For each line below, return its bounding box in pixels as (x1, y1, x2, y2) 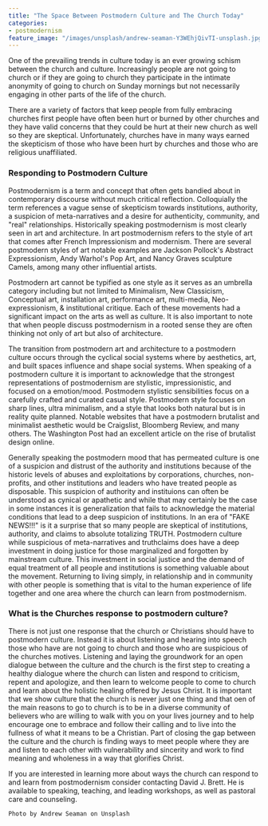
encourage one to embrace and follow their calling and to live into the (8, 719, 237, 729)
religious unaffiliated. (8, 148, 77, 157)
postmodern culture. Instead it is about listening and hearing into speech (8, 634, 247, 644)
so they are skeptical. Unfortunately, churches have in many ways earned (8, 131, 250, 140)
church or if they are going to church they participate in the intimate (8, 73, 231, 82)
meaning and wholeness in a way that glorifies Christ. (8, 753, 185, 763)
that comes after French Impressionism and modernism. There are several (8, 236, 251, 246)
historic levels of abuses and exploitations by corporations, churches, (8, 469, 237, 479)
